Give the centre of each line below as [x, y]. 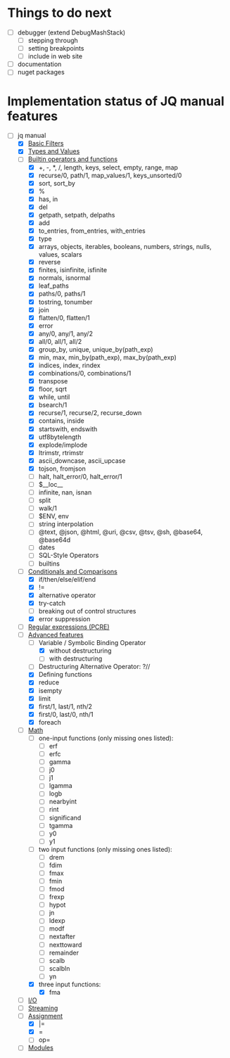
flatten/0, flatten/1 [64, 317]
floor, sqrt [53, 389]
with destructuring [76, 658]
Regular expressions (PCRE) [69, 627]
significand [65, 817]
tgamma [61, 825]
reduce [49, 682]
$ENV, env [53, 516]
